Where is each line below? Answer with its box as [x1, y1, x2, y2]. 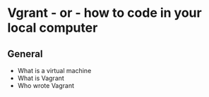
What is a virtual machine [17, 67, 92, 75]
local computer [7, 20, 98, 36]
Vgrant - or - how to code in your [7, 5, 203, 21]
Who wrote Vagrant [17, 82, 75, 89]
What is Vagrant [17, 74, 65, 82]
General [7, 48, 44, 60]
